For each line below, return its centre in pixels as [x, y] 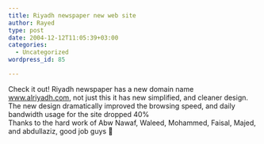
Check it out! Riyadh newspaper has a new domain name [101, 89]
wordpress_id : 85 [37, 60]
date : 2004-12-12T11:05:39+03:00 [63, 38]
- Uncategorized [42, 52]
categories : [28, 45]
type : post [26, 30]
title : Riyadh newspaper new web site [72, 15]
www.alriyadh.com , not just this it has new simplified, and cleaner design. [128, 97]
